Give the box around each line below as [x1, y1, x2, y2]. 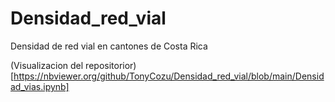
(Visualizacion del [10, 59, 84, 71]
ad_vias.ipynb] [10, 80, 70, 92]
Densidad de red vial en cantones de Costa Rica [10, 40, 208, 52]
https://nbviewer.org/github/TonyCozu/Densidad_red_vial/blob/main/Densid [13, 70, 325, 82]
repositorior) [85, 59, 137, 71]
